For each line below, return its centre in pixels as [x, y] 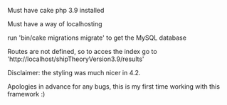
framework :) [26, 94]
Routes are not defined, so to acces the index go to [83, 51]
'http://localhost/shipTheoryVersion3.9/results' [76, 59]
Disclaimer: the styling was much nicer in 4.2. [74, 73]
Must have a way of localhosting [55, 24]
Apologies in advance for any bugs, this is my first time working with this [114, 87]
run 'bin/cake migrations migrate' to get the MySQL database [97, 38]
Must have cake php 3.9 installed [56, 10]
